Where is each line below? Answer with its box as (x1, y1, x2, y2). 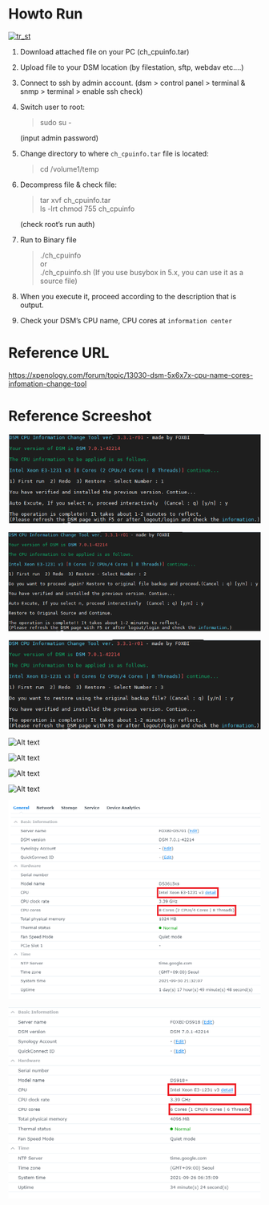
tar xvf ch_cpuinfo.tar (39, 195, 111, 205)
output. (19, 300, 44, 310)
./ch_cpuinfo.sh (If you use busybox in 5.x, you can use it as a (39, 267, 244, 277)
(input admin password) (19, 133, 98, 143)
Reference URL (8, 344, 110, 362)
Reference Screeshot (8, 407, 152, 425)
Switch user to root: (19, 102, 86, 112)
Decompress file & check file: (19, 180, 118, 189)
